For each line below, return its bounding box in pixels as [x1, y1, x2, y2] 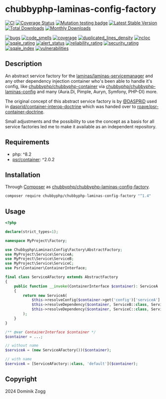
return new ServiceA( [23, 293, 68, 298]
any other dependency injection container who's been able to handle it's [5, 78, 152, 84]
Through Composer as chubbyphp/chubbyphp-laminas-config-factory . [5, 184, 150, 190]
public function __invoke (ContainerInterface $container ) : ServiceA [14, 284, 158, 288]
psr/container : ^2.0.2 [12, 156, 55, 162]
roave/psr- [137, 103, 159, 110]
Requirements [5, 138, 49, 147]
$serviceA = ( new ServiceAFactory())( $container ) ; [5, 348, 112, 353]
